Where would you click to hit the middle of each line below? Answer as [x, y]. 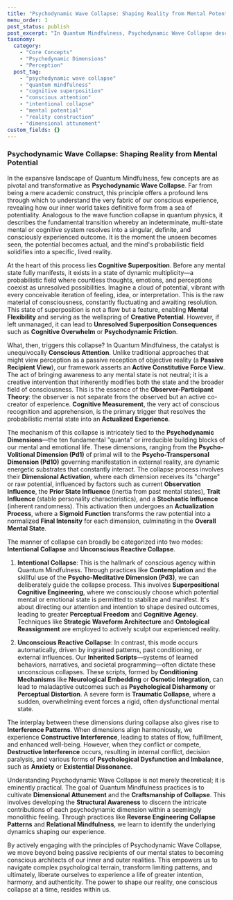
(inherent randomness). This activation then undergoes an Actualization [111, 506]
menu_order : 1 [28, 20]
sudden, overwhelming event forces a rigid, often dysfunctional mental [118, 701]
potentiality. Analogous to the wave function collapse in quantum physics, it [115, 215]
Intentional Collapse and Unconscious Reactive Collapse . [91, 549]
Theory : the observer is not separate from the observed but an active [107, 397]
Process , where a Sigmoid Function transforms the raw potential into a [109, 513]
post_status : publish [38, 26]
